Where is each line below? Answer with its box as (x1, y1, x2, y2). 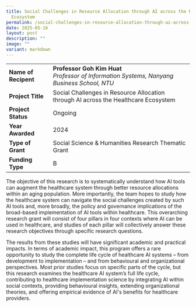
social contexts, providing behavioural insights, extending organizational (6, 282, 180, 289)
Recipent (9, 75, 35, 83)
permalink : (6, 19, 33, 25)
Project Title (9, 92, 44, 100)
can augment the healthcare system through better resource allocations (6, 184, 179, 191)
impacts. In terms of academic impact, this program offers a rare (6, 245, 162, 252)
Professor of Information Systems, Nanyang (52, 71, 174, 79)
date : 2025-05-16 (6, 25, 48, 31)
